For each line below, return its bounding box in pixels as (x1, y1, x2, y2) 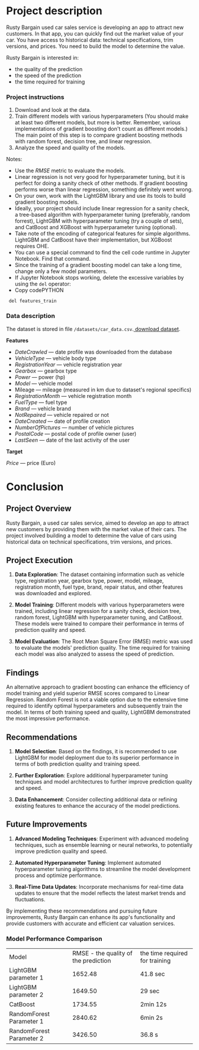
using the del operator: (14, 280, 71, 288)
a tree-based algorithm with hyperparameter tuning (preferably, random (14, 211, 191, 219)
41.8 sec (140, 970, 165, 978)
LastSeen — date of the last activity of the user (14, 436, 130, 444)
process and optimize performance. (14, 872, 102, 879)
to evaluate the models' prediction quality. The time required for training (14, 644, 191, 651)
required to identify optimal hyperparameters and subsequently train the (6, 702, 182, 709)
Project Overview (6, 503, 72, 513)
